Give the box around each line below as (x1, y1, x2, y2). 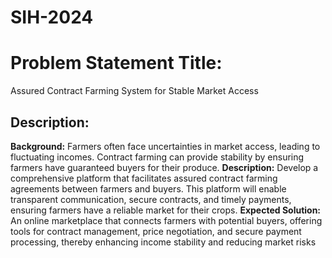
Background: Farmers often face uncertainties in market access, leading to (10, 140, 321, 152)
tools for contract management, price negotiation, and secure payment (10, 225, 302, 237)
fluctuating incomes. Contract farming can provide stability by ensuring (10, 151, 305, 163)
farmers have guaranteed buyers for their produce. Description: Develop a (10, 161, 319, 173)
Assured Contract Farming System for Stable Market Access (10, 85, 259, 97)
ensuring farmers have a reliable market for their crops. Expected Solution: (10, 204, 322, 216)
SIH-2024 (10, 6, 94, 29)
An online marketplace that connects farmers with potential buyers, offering (10, 214, 323, 226)
